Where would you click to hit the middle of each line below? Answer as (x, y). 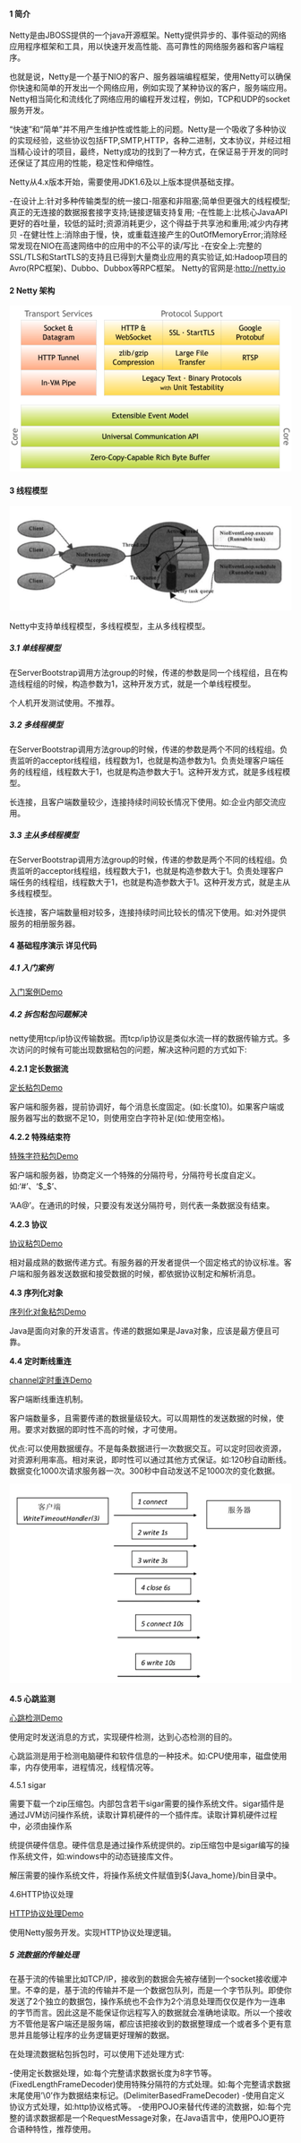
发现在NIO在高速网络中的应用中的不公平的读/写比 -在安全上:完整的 (139, 246)
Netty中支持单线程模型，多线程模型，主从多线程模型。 (110, 626)
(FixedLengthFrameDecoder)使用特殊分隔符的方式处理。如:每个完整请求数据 (150, 2084)
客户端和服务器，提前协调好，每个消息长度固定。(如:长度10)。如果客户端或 (147, 1107)
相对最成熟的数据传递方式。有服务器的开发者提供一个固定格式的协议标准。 (146, 1263)
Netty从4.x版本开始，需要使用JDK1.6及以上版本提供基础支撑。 (124, 182)
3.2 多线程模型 (36, 725)
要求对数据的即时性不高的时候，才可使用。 (103, 1430)
